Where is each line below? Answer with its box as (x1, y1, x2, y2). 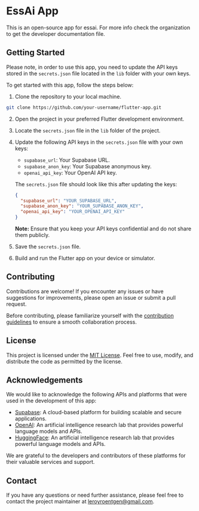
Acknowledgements (6, 375, 83, 386)
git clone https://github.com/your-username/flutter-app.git (6, 104, 162, 110)
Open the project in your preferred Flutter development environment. (14, 115, 185, 122)
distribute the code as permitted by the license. (6, 358, 123, 365)
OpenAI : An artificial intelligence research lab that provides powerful (14, 421, 183, 429)
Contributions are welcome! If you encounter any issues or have (6, 288, 164, 295)
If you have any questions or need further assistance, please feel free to (6, 491, 184, 499)
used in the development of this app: (6, 397, 97, 404)
